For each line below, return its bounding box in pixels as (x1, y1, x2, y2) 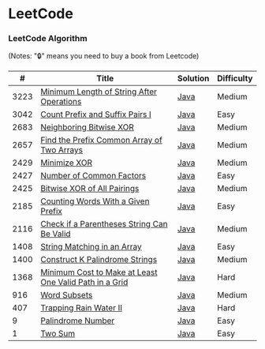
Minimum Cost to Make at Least (40, 267, 158, 278)
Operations (40, 96, 82, 107)
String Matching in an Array (40, 242, 142, 253)
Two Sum (40, 328, 76, 340)
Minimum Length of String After (40, 86, 158, 97)
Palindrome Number (40, 315, 115, 326)
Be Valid (40, 228, 71, 239)
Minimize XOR (40, 157, 93, 168)
